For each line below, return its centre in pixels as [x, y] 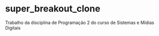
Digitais [13, 27]
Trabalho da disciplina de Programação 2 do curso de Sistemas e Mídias [80, 22]
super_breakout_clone [53, 9]
